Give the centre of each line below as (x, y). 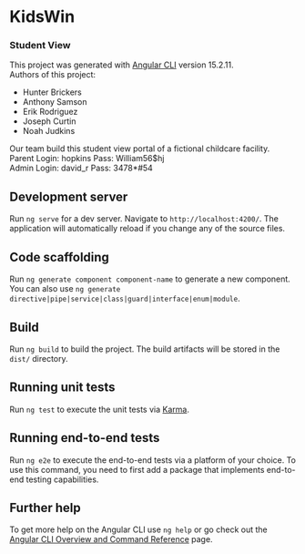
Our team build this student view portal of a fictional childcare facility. (140, 149)
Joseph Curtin (49, 121)
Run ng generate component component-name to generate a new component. (150, 279)
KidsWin (42, 17)
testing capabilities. (62, 479)
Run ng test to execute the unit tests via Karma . (99, 409)
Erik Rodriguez (50, 112)
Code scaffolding (59, 257)
